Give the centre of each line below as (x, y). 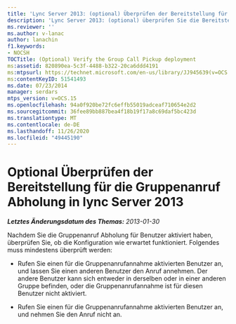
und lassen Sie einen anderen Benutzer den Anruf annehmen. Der (113, 271)
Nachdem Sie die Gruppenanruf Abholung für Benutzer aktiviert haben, (110, 235)
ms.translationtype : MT (42, 118)
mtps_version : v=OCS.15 (42, 99)
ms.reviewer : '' (31, 27)
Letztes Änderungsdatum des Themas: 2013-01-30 (84, 222)
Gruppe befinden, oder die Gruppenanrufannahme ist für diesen (110, 286)
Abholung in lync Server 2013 (96, 202)
